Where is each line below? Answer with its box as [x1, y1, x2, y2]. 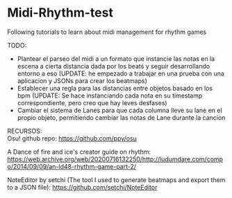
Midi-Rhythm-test [7, 5, 113, 21]
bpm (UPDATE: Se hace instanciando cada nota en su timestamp [17, 91, 203, 100]
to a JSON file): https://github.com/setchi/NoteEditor [7, 183, 158, 191]
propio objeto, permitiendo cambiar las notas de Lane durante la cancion [17, 113, 226, 122]
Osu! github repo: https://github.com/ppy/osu [7, 134, 138, 143]
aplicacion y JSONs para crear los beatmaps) [17, 76, 148, 84]
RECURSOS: [7, 127, 42, 135]
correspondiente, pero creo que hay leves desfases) [17, 98, 168, 107]
